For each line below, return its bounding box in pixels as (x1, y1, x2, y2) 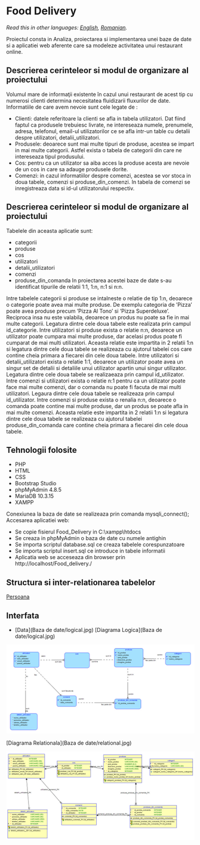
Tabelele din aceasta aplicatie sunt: (6, 227, 93, 234)
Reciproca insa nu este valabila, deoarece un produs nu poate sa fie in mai (6, 313, 189, 320)
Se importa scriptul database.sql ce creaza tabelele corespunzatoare (14, 541, 185, 548)
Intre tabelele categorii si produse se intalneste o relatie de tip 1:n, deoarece (6, 294, 193, 302)
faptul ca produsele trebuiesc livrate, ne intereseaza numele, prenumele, (14, 121, 193, 128)
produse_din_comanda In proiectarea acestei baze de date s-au (14, 276, 172, 284)
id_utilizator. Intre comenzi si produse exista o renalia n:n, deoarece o (6, 396, 177, 403)
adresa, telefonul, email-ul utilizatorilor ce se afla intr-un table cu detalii (14, 127, 190, 135)
